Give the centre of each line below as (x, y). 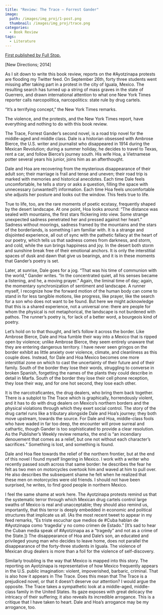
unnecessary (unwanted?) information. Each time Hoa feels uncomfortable (80, 189)
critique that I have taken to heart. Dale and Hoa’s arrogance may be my (77, 602)
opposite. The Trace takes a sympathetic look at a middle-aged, (69, 586)
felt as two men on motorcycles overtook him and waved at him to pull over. (81, 469)
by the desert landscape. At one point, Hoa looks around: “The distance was (81, 209)
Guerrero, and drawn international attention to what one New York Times (78, 94)
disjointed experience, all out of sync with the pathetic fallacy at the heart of (81, 235)
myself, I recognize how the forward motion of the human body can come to (81, 291)
